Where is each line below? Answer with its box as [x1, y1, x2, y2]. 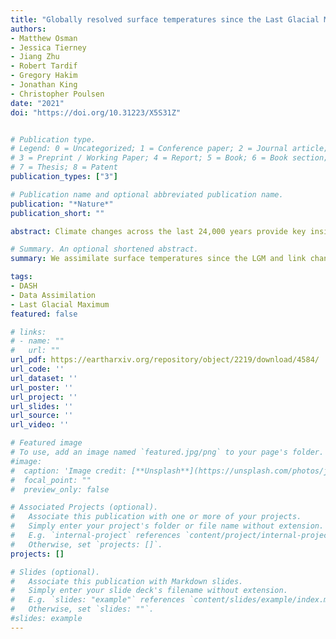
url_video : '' [10, 420, 70, 430]
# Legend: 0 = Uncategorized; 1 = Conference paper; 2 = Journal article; [10, 144, 329, 154]
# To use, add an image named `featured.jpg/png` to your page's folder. [10, 447, 325, 457]
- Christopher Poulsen [10, 89, 105, 99]
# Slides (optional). [10, 567, 101, 577]
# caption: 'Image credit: [10, 466, 128, 476]
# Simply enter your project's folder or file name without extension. [10, 521, 325, 531]
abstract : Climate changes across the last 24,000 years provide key [10, 226, 307, 236]
